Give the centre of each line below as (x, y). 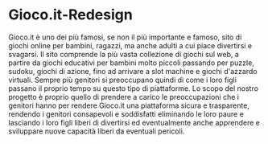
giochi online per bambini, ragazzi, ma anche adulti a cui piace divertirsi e (130, 45)
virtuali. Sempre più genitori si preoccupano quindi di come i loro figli (123, 80)
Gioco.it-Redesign (70, 15)
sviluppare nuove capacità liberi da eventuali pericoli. (97, 131)
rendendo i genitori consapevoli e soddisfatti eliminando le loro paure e (126, 113)
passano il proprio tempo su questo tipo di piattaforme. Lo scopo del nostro (134, 88)
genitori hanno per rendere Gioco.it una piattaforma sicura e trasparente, (129, 105)
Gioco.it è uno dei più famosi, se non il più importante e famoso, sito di (125, 37)
